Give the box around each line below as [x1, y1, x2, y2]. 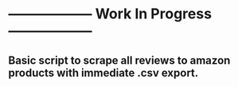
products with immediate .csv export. [8, 65, 199, 80]
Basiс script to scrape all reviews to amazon [8, 53, 231, 67]
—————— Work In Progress [8, 5, 213, 23]
